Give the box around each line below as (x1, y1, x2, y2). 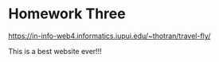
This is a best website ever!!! (8, 46, 102, 56)
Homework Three (8, 5, 126, 23)
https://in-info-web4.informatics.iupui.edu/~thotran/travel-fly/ (8, 31, 211, 41)
